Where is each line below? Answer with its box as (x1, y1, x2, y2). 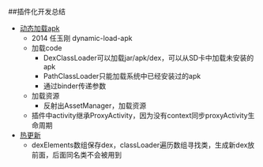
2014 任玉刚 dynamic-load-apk (31, 34, 133, 43)
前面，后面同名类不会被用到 (31, 150, 122, 159)
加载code (31, 43, 62, 53)
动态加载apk (19, 24, 60, 33)
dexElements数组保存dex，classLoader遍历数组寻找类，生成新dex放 (31, 140, 255, 150)
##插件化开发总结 (8, 7, 66, 16)
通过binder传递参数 (43, 81, 107, 91)
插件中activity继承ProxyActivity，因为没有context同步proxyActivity (31, 111, 248, 120)
